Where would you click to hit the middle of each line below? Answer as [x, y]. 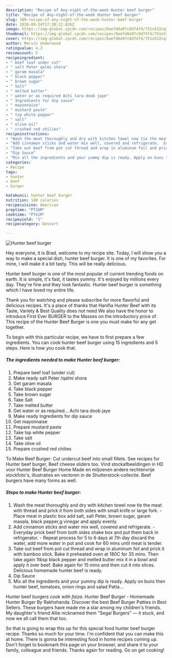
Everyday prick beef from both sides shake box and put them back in [86, 533]
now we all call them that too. [37, 619]
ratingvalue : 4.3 [24, 48]
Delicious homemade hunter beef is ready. [58, 570]
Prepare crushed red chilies [42, 449]
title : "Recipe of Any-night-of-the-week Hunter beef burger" [73, 15]
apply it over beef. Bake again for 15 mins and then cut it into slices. [84, 565]
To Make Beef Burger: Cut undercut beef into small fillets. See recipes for [83, 459]
